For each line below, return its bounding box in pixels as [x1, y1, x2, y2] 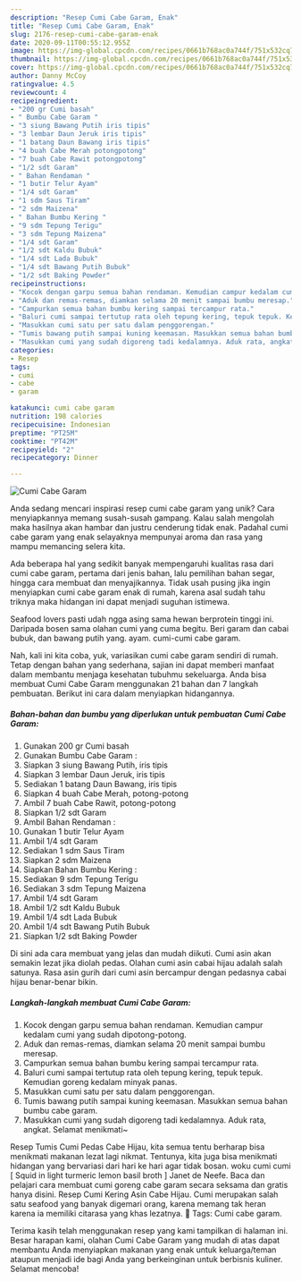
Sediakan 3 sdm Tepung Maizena [22, 883, 146, 895]
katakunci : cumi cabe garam [10, 403, 115, 412]
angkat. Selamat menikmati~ [22, 1124, 129, 1135]
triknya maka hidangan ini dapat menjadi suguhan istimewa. [10, 597, 230, 607]
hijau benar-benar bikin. [10, 977, 98, 988]
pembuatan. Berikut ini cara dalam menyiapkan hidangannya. [10, 688, 235, 699]
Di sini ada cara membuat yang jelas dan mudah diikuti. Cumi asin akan [10, 948, 272, 959]
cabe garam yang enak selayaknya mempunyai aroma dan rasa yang [10, 531, 263, 542]
